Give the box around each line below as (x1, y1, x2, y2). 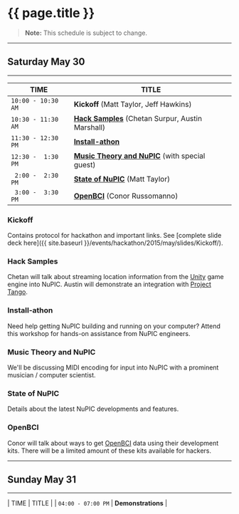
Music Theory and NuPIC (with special (73, 151, 206, 161)
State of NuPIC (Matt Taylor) (73, 174, 171, 184)
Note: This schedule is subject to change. (24, 28, 148, 37)
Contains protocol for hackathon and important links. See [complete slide (7, 231, 222, 240)
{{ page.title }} (7, 5, 95, 21)
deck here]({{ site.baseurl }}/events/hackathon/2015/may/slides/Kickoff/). (7, 238, 223, 247)
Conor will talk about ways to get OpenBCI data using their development (7, 439, 219, 447)
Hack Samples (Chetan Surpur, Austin (73, 113, 203, 123)
